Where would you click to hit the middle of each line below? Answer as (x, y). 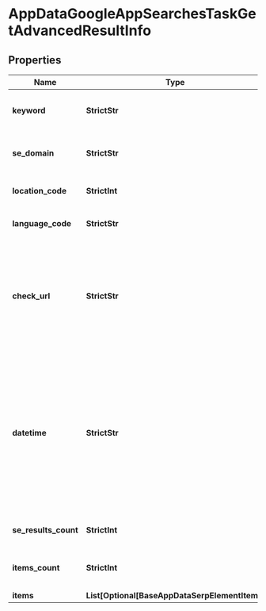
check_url (31, 296)
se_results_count (46, 530)
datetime (29, 433)
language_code (42, 223)
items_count (36, 568)
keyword (29, 110)
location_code (40, 191)
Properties (35, 60)
